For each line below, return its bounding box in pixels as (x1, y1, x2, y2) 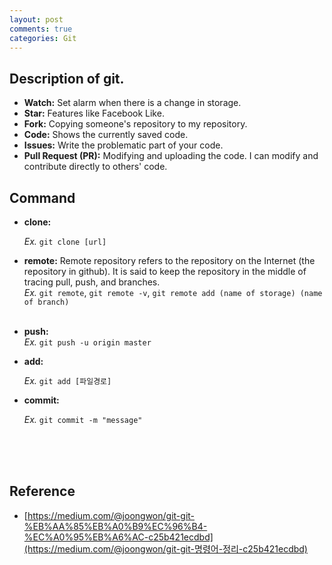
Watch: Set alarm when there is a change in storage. (23, 97, 242, 109)
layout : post (9, 14, 64, 25)
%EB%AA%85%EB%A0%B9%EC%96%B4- (23, 520, 208, 532)
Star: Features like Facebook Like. (23, 107, 165, 120)
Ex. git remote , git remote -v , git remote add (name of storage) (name (23, 287, 323, 298)
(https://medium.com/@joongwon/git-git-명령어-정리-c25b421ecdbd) (23, 542, 308, 555)
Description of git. (9, 70, 125, 87)
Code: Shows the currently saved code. (23, 129, 189, 141)
